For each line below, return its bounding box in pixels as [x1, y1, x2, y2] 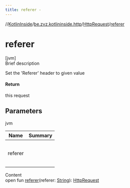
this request [5, 92, 30, 98]
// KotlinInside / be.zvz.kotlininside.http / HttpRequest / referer [5, 21, 125, 27]
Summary [28, 132, 52, 139]
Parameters [5, 107, 42, 115]
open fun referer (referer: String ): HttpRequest [5, 177, 99, 183]
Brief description [5, 60, 40, 66]
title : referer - [5, 7, 41, 12]
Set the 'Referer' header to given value [5, 70, 85, 76]
